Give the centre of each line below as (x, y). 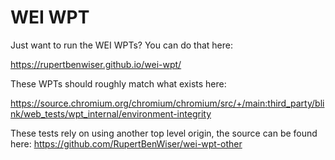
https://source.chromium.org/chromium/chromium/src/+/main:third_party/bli (167, 103)
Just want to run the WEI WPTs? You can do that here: (121, 45)
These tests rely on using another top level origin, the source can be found (164, 133)
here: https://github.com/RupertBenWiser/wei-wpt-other (126, 143)
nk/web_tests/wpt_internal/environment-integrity (111, 113)
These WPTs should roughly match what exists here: (118, 83)
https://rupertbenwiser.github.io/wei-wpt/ (96, 64)
